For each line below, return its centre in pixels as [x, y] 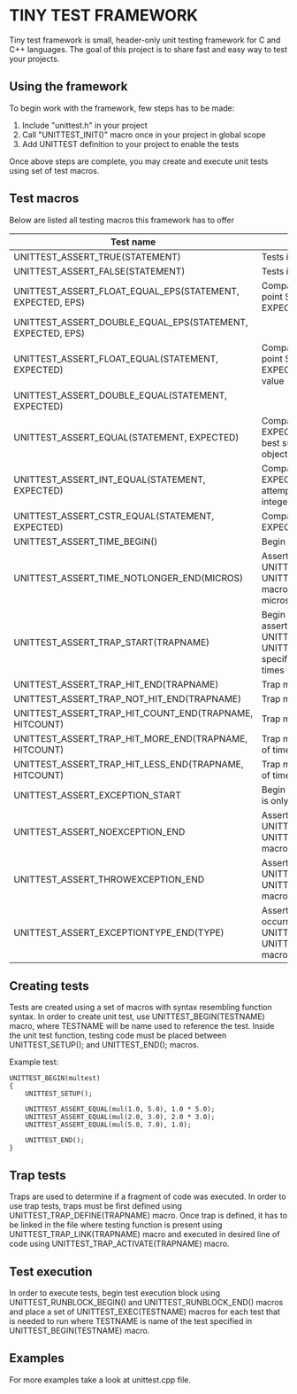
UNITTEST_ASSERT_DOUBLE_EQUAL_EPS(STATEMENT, [131, 322]
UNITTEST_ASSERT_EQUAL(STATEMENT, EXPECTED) [126, 437]
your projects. [34, 58]
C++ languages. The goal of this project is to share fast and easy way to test [148, 49]
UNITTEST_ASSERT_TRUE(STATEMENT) [97, 256]
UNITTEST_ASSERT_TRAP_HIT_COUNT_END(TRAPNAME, [133, 713]
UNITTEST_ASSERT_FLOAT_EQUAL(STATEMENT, [116, 358]
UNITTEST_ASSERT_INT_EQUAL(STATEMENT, [110, 479]
